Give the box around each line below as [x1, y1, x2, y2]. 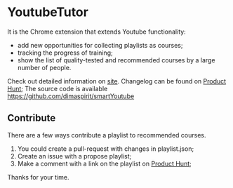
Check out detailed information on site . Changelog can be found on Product [7, 76, 227, 85]
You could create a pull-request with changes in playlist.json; [17, 145, 194, 153]
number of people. [17, 63, 72, 72]
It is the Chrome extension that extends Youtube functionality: [7, 27, 186, 36]
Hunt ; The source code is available [7, 84, 108, 93]
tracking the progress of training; [17, 48, 114, 57]
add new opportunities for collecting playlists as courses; [17, 41, 183, 49]
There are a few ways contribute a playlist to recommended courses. [7, 130, 206, 139]
